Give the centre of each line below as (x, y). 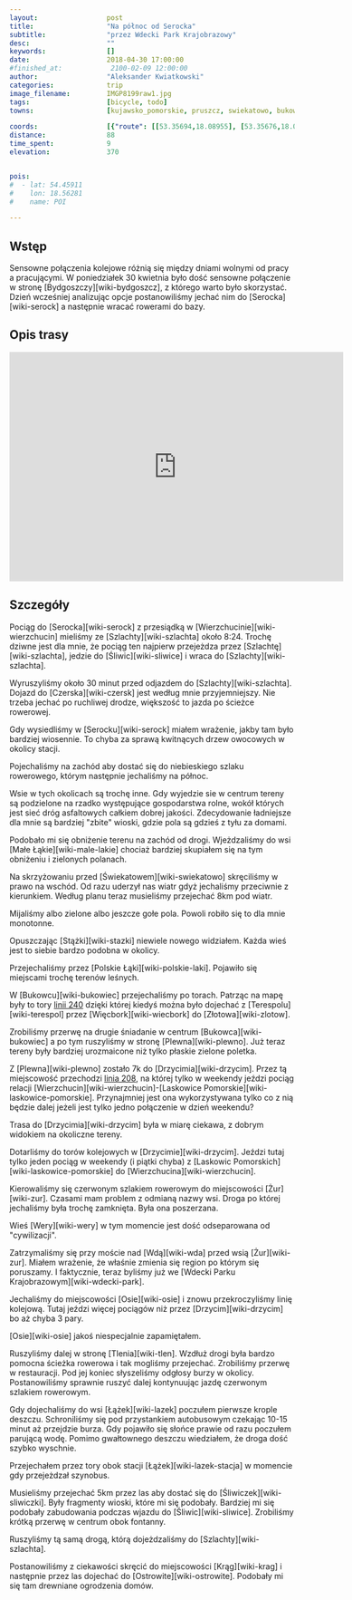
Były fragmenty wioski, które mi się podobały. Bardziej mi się (162, 1502)
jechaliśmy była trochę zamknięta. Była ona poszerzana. (114, 1208)
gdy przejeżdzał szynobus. (60, 1475)
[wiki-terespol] (37, 1014)
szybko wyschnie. (43, 1448)
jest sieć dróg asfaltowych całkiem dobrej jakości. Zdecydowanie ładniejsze (150, 813)
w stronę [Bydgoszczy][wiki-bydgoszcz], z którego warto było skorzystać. (148, 287)
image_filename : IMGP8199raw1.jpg (90, 93)
